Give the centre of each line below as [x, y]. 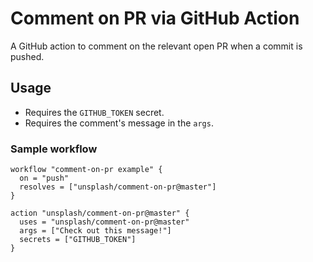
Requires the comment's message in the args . [119, 123]
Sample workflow [54, 149]
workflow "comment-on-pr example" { [86, 170]
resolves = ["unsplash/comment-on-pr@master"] [118, 187]
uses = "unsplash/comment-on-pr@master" [104, 222]
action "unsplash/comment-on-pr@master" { [100, 213]
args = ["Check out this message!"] [95, 231]
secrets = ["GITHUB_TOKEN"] [78, 240]
